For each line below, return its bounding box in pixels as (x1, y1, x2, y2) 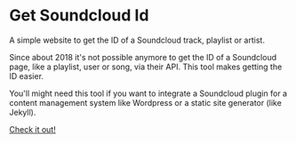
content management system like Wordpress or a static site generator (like (9, 97, 282, 107)
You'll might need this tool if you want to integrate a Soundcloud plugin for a (9, 88, 287, 99)
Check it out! (9, 123, 56, 134)
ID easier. (9, 70, 44, 81)
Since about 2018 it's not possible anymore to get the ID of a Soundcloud (9, 52, 277, 62)
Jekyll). (9, 107, 36, 117)
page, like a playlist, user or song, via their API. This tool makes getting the (9, 61, 283, 72)
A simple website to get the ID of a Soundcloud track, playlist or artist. (9, 35, 265, 45)
